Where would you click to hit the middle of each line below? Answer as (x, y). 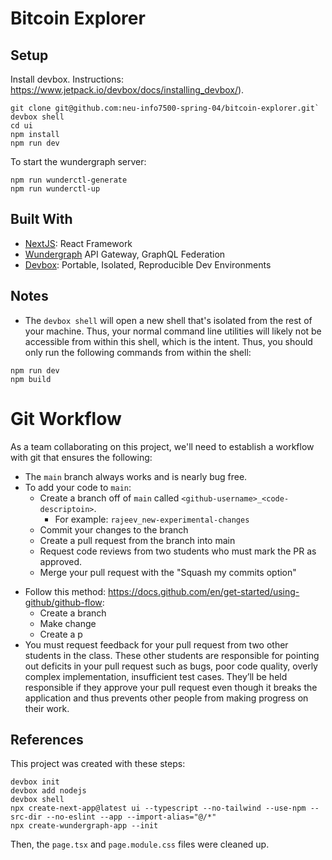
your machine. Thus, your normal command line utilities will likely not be (173, 331)
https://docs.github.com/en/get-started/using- (204, 591)
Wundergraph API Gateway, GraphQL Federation (125, 254)
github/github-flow (63, 602)
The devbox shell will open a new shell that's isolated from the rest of (168, 320)
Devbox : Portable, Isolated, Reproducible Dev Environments (148, 264)
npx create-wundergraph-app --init (84, 826)
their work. (47, 708)
